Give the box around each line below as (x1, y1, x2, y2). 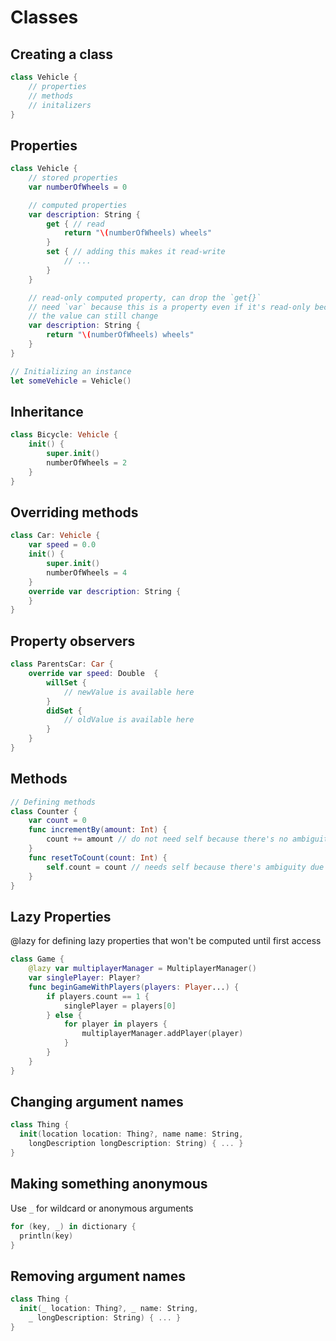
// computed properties (28, 200, 128, 210)
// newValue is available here (63, 687, 195, 697)
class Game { (10, 954, 65, 965)
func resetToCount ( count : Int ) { (28, 852, 168, 863)
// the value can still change (28, 311, 159, 321)
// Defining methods (10, 797, 97, 807)
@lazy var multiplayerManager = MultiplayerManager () (28, 964, 257, 974)
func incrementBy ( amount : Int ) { (28, 825, 168, 835)
